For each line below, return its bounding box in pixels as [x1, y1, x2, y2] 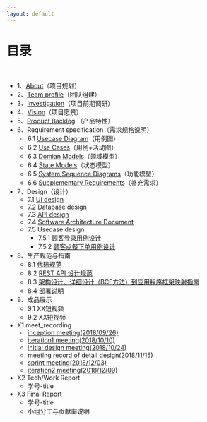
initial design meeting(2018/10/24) [27, 343, 127, 351]
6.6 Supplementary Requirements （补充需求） [27, 178, 162, 187]
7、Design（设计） [16, 187, 72, 195]
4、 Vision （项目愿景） [16, 107, 83, 116]
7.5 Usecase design [27, 225, 85, 234]
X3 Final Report [16, 390, 62, 398]
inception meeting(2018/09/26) [27, 328, 119, 337]
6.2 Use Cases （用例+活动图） [27, 143, 118, 152]
